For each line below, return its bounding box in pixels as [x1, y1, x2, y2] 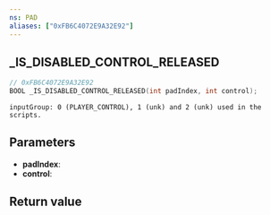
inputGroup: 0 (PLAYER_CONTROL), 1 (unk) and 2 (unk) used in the [9, 103, 262, 112]
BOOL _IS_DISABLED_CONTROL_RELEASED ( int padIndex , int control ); [9, 87, 257, 96]
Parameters [9, 135, 76, 150]
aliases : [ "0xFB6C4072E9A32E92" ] [9, 21, 134, 30]
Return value [9, 194, 82, 210]
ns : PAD [9, 13, 38, 22]
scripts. [9, 111, 42, 120]
